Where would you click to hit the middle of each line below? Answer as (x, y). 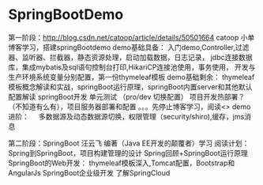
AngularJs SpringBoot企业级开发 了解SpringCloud (89, 172)
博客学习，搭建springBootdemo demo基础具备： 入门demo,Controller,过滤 (129, 47)
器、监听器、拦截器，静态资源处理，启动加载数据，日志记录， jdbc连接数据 (130, 57)
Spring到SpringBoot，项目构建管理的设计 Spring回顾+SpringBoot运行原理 (128, 153)
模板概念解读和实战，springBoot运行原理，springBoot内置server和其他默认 (130, 87)
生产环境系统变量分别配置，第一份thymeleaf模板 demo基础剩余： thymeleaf (131, 77)
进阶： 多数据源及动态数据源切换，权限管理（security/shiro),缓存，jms (126, 116)
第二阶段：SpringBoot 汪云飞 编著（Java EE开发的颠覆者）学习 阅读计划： (129, 143)
